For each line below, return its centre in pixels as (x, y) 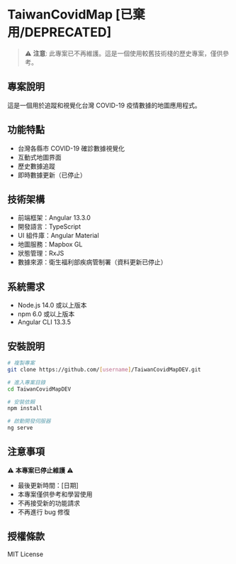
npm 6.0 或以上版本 (46, 314)
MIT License (26, 554)
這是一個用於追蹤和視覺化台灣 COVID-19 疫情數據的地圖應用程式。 (104, 105)
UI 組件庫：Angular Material (58, 236)
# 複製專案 (21, 363)
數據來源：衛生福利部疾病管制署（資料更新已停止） (92, 262)
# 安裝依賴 (21, 402)
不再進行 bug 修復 (44, 511)
